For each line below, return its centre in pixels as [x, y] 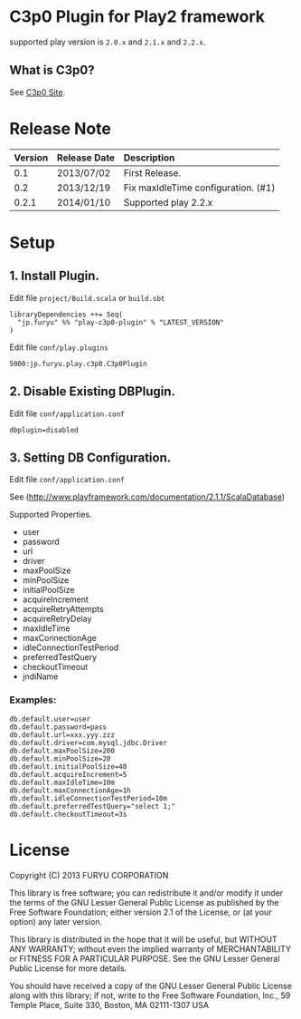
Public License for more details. [68, 968]
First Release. [152, 172]
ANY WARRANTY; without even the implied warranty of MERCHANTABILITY [150, 948]
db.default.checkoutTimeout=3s [68, 814]
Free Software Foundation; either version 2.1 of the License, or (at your [141, 912]
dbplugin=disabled [44, 430]
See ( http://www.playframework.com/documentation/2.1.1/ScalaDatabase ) [147, 497]
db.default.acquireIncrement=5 [68, 774]
